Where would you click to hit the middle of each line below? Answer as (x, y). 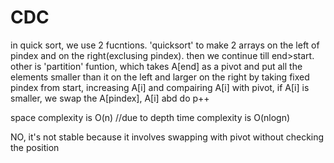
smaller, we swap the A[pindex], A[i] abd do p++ (110, 98)
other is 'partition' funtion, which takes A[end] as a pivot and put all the (156, 66)
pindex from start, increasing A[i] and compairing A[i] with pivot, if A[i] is (160, 87)
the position (35, 147)
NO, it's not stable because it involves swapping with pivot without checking (167, 137)
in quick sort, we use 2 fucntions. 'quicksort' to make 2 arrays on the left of (165, 45)
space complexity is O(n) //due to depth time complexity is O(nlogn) (150, 117)
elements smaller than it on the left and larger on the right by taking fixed (160, 77)
